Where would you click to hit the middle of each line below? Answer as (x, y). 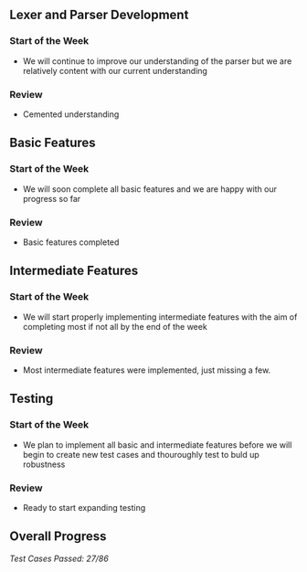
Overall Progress (58, 537)
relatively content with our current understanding (115, 70)
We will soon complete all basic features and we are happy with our (149, 189)
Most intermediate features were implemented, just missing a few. (147, 370)
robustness (44, 464)
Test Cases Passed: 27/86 (59, 558)
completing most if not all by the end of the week (115, 326)
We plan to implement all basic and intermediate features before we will (157, 445)
